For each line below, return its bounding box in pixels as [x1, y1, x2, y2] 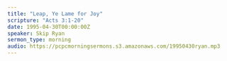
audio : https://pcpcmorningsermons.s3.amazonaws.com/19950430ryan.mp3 [7, 43, 221, 50]
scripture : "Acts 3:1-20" [7, 17, 84, 24]
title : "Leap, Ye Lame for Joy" [7, 10, 103, 18]
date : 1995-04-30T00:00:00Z [7, 23, 91, 30]
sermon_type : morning [7, 36, 72, 43]
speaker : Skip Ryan [7, 29, 65, 37]
